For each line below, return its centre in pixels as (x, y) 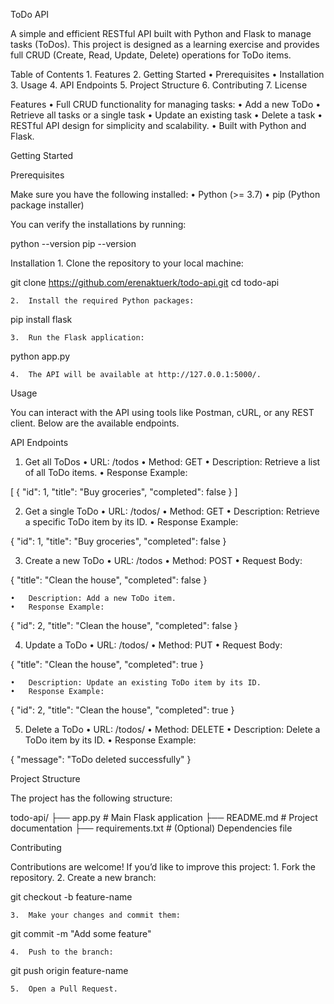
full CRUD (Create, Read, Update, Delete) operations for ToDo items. (151, 55)
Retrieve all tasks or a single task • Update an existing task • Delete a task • (166, 115)
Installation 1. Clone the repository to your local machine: (127, 263)
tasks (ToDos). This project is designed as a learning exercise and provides (165, 44)
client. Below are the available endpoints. (95, 423)
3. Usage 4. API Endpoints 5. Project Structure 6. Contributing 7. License (159, 85)
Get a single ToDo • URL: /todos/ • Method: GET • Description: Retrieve (172, 511)
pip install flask (41, 319)
